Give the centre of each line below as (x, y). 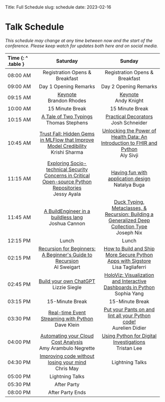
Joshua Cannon (67, 223)
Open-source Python (67, 181)
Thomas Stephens (67, 122)
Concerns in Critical (67, 175)
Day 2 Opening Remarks (129, 86)
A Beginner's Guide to (67, 255)
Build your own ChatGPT (67, 281)
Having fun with (129, 172)
